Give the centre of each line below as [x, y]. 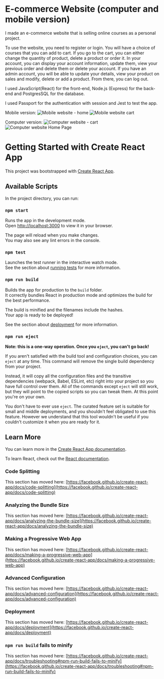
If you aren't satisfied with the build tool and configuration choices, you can [81, 356]
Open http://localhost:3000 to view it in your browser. [59, 225]
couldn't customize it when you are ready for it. [53, 422]
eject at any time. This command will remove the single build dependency [80, 361]
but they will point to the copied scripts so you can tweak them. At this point [82, 391]
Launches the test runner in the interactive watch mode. [62, 263]
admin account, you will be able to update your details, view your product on [82, 73]
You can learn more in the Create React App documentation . [66, 449]
